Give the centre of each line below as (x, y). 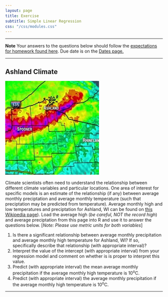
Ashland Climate (31, 72)
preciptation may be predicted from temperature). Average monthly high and (84, 204)
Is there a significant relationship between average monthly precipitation (87, 235)
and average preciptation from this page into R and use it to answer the (78, 220)
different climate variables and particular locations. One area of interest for (82, 188)
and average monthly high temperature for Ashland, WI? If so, (76, 240)
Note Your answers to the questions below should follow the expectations (81, 46)
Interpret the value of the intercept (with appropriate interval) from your (86, 251)
